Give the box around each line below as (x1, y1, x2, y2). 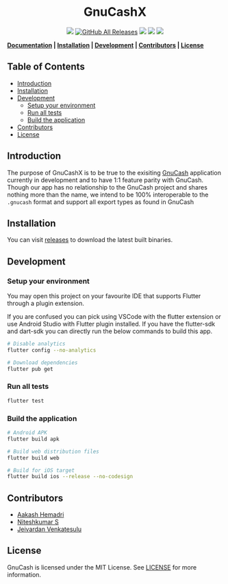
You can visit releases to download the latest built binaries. (7, 236, 173, 244)
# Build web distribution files (7, 448, 99, 455)
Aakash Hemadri (16, 510, 64, 519)
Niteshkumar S (16, 518, 60, 526)
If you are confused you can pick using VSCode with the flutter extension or (7, 313, 221, 321)
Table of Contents (7, 61, 86, 73)
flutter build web (7, 454, 60, 461)
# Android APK (7, 429, 48, 436)
